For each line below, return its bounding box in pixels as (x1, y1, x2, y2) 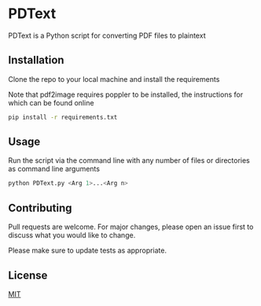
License (8, 268, 48, 282)
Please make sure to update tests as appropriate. (8, 245, 167, 256)
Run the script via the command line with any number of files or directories (8, 156, 250, 165)
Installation (8, 53, 64, 67)
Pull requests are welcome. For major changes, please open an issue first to (8, 222, 254, 232)
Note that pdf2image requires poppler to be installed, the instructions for (8, 90, 244, 99)
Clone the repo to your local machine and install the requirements (8, 74, 220, 83)
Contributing (8, 201, 72, 215)
